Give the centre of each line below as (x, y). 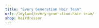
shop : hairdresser (24, 18)
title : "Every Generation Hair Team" (43, 9)
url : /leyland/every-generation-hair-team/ (50, 14)
